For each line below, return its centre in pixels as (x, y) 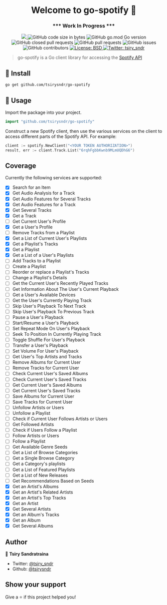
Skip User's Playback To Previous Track (53, 311)
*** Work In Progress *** (84, 26)
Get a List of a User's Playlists (43, 255)
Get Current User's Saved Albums (47, 385)
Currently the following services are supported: (54, 178)
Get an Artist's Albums (35, 486)
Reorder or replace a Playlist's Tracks (51, 272)
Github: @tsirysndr (32, 569)
